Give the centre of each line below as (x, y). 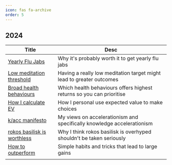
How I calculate (26, 103)
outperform (22, 153)
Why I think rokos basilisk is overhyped (105, 132)
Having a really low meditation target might (110, 73)
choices (67, 109)
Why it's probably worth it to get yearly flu (108, 58)
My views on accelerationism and (98, 117)
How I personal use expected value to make (110, 103)
